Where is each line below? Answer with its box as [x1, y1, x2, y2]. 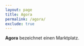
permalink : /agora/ [5, 16, 46, 21]
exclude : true [5, 21, 35, 26]
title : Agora [5, 12, 32, 17]
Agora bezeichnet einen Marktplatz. [5, 35, 79, 41]
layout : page [5, 7, 32, 12]
